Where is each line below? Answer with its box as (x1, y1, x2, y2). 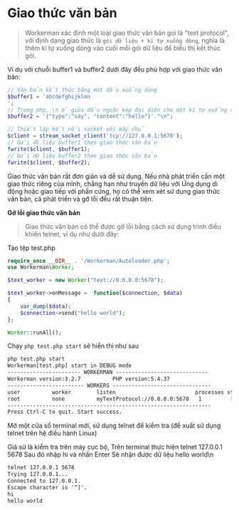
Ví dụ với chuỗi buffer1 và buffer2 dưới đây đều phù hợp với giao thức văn (7, 65, 223, 73)
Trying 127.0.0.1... (7, 471, 69, 478)
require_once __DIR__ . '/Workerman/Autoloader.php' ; (7, 257, 171, 264)
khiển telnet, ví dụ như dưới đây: (24, 229, 119, 238)
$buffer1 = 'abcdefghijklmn (7, 93, 91, 100)
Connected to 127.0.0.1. (7, 477, 81, 485)
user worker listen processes (7, 388, 224, 396)
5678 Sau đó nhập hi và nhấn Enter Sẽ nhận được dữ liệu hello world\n (7, 450, 214, 459)
